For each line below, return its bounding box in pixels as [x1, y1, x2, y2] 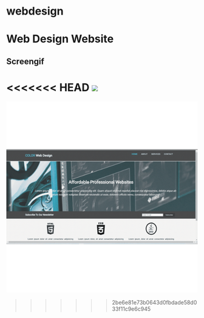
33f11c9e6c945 [112, 305, 151, 313]
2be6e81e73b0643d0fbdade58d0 [112, 299, 197, 306]
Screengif [6, 56, 44, 66]
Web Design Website [6, 32, 114, 46]
